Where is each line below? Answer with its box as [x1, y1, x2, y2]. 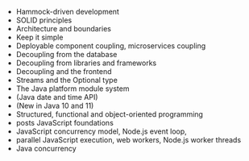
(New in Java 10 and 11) [15, 101, 94, 110]
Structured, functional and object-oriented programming [15, 109, 204, 119]
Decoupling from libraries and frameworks [15, 58, 157, 68]
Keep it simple [15, 32, 64, 42]
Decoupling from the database [15, 50, 118, 59]
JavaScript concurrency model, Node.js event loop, [15, 126, 187, 136]
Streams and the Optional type [15, 76, 118, 85]
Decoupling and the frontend [15, 67, 112, 76]
